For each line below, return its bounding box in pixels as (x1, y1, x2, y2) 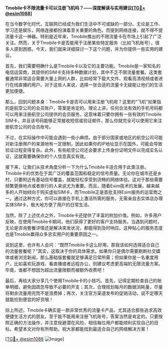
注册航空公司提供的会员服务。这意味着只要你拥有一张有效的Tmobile (22, 111, 162, 117)
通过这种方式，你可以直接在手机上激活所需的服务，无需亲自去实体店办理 (13, 195, 163, 201)
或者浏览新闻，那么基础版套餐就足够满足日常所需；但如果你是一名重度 (9, 255, 154, 260)
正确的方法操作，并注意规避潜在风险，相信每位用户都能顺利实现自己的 (9, 320, 154, 325)
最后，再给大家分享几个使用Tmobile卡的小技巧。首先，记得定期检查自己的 (5, 278, 157, 283)
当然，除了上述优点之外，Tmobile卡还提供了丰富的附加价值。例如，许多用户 (5, 212, 162, 218)
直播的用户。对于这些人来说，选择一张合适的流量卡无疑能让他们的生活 (18, 82, 163, 87)
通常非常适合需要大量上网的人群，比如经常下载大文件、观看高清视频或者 (9, 75, 158, 81)
